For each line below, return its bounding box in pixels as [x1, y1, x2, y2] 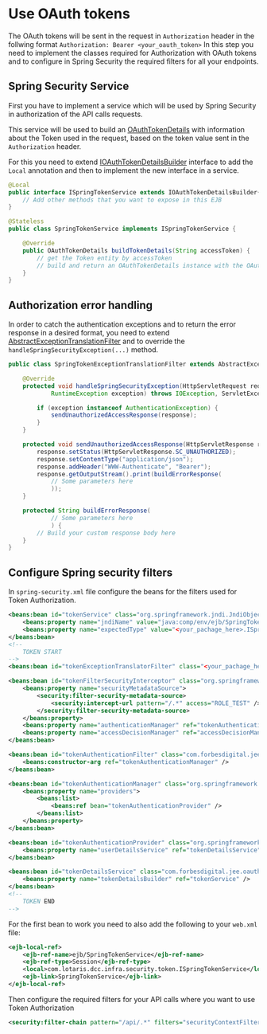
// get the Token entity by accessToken [37, 254, 172, 262]
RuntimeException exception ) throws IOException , [50, 390, 219, 398]
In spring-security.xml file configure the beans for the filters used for [8, 587, 238, 597]
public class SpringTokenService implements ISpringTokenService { [8, 225, 237, 233]
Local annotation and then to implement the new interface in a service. [8, 165, 240, 175]
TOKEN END [22, 897, 56, 905]
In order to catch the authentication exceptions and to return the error [8, 319, 237, 329]
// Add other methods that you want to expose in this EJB [22, 196, 222, 204]
